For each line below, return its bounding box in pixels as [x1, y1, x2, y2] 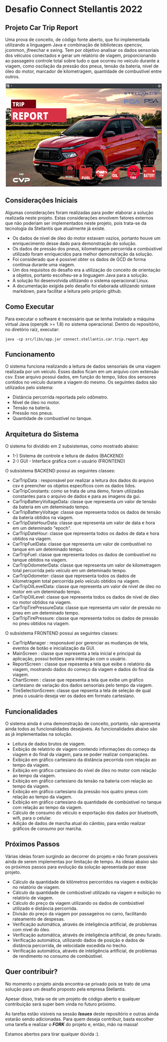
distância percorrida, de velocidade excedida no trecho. [12, 942, 128, 948]
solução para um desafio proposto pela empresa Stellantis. [5, 986, 126, 992]
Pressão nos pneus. [12, 410, 53, 416]
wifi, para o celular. [12, 815, 52, 821]
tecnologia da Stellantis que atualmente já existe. [5, 225, 106, 231]
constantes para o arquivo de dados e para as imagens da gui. [12, 493, 141, 499]
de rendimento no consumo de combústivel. [12, 953, 103, 959]
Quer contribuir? [5, 968, 58, 976]
